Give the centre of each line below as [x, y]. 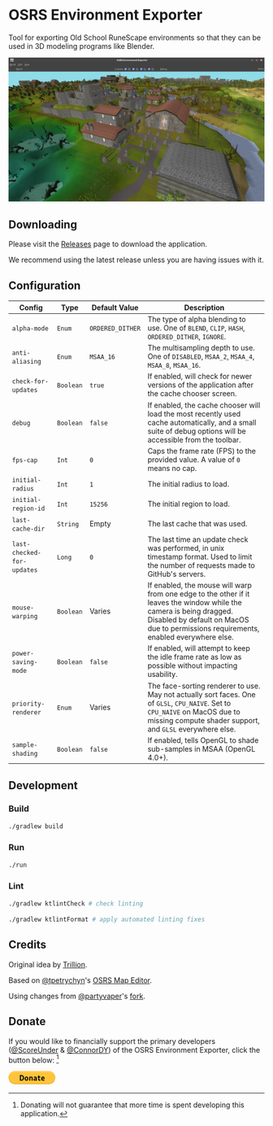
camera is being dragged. [190, 611]
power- [23, 653]
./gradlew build [36, 827]
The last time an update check [198, 539]
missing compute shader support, [204, 720]
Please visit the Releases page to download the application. [108, 244]
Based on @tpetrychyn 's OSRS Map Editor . [80, 980]
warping [25, 616]
